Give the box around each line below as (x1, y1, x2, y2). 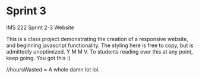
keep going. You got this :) (6, 54, 71, 61)
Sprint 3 (6, 4, 46, 18)
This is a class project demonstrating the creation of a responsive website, (6, 35, 188, 42)
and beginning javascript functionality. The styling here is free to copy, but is (6, 42, 194, 49)
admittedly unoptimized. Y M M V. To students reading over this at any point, (6, 48, 193, 55)
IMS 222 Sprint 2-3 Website (6, 24, 74, 31)
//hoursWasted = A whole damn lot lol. (6, 65, 100, 73)
